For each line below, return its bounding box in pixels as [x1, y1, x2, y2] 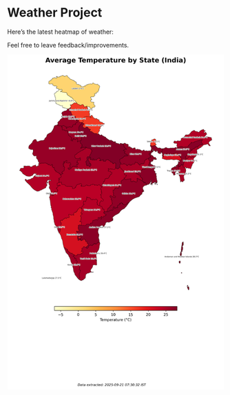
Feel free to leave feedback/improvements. [7, 41, 129, 49]
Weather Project [7, 5, 103, 21]
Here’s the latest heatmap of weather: [7, 28, 114, 36]
